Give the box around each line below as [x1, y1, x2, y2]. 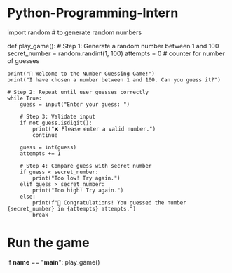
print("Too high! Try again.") [32, 187, 124, 194]
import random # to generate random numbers [7, 28, 142, 36]
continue [32, 131, 58, 138]
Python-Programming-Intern [7, 5, 179, 21]
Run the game [7, 235, 90, 251]
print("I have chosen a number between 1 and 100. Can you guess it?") [7, 76, 221, 84]
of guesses [7, 56, 40, 65]
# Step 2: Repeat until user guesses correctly [7, 88, 149, 95]
